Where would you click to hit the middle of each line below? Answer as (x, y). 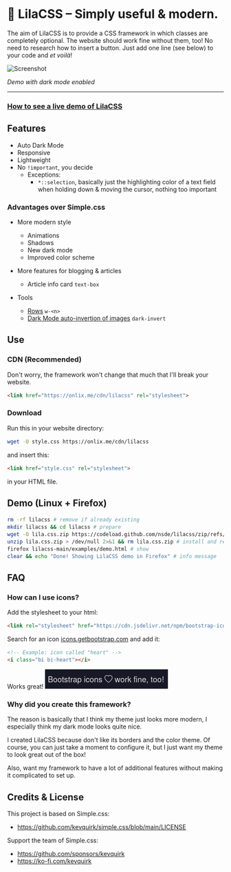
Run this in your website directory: (56, 428)
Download (25, 413)
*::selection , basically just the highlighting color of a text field (126, 181)
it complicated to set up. (41, 775)
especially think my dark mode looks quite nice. (75, 726)
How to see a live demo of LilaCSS (65, 106)
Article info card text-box (63, 284)
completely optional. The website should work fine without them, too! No (110, 40)
